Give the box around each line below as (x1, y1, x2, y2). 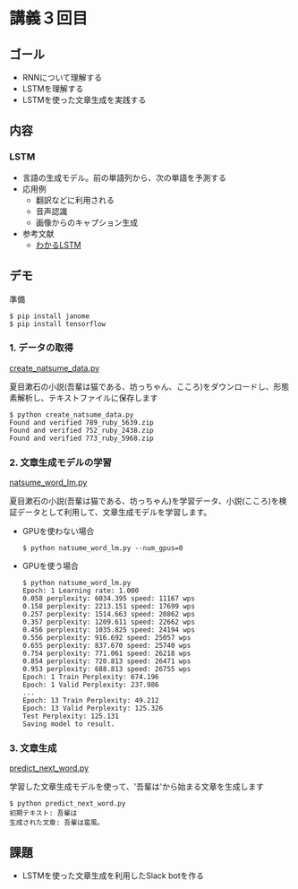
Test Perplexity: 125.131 (21, 712, 119, 721)
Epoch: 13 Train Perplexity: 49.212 (21, 696, 159, 705)
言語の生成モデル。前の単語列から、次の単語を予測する (21, 172, 226, 183)
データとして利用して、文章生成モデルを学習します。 (16, 507, 212, 518)
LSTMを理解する (21, 83, 84, 94)
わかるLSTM (35, 239, 82, 250)
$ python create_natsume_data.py (9, 410, 134, 419)
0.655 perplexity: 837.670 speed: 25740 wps (21, 642, 192, 651)
